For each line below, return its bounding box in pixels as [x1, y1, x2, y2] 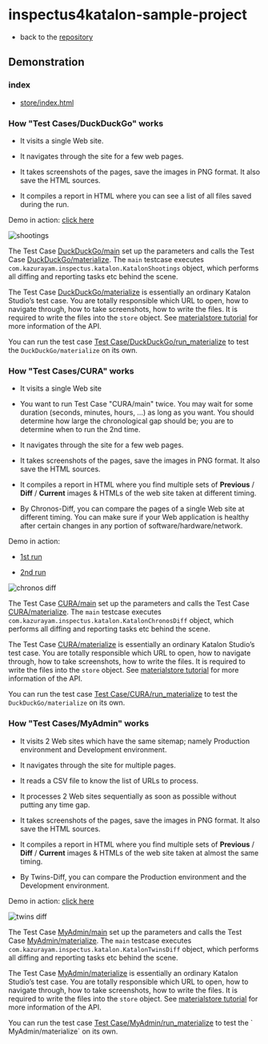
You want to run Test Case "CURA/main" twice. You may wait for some [19, 399, 254, 409]
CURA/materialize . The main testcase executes [8, 607, 162, 617]
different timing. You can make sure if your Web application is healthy [19, 512, 250, 522]
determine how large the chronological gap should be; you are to [19, 416, 234, 426]
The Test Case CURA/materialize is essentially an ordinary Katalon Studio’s [8, 640, 255, 649]
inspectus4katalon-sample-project [8, 6, 248, 24]
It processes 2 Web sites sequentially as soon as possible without [19, 791, 237, 801]
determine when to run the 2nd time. [19, 425, 141, 435]
